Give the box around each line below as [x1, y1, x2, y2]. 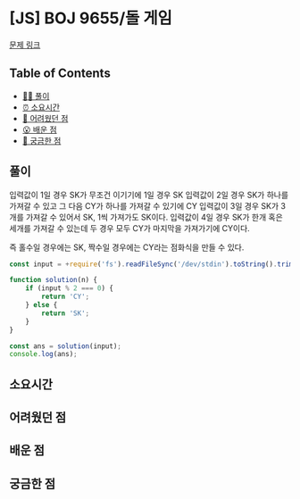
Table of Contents [9, 66, 112, 81]
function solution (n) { [9, 276, 98, 285]
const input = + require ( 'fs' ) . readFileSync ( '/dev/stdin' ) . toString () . [9, 260, 278, 269]
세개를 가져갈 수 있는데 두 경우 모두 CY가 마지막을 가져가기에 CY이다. [9, 222, 250, 233]
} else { [25, 301, 58, 310]
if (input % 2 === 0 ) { [25, 284, 114, 293]
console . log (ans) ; [9, 350, 78, 359]
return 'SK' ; [41, 309, 90, 318]
